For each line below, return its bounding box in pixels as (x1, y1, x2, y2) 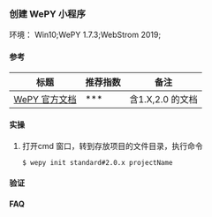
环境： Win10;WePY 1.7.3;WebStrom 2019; (9, 29, 162, 41)
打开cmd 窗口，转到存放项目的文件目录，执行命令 (21, 140, 203, 151)
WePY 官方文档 (13, 93, 77, 105)
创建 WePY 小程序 (9, 7, 87, 19)
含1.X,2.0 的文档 (129, 93, 198, 105)
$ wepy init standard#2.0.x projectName (21, 158, 173, 167)
